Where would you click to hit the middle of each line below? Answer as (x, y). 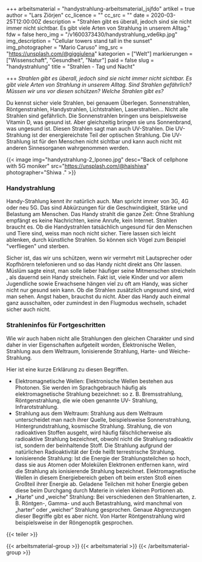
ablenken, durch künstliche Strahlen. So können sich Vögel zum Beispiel (96, 240)
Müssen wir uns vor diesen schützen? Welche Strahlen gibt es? (85, 91)
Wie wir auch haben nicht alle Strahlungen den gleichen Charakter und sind (100, 338)
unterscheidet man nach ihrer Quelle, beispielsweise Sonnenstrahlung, (103, 419)
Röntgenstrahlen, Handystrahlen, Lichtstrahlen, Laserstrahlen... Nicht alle (97, 109)
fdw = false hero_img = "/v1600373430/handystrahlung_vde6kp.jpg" (92, 34)
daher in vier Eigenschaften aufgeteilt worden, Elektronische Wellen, (91, 345)
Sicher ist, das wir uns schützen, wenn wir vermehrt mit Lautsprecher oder (99, 258)
